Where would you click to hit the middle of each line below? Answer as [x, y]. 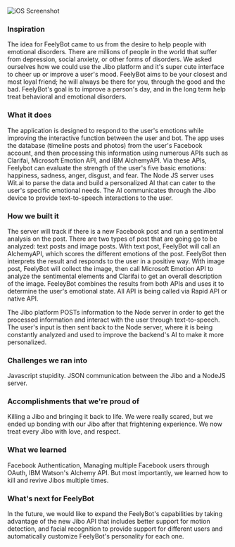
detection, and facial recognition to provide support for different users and [115, 529]
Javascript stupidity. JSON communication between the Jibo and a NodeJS [117, 376]
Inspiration [26, 29]
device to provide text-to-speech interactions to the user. [90, 198]
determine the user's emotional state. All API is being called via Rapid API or [117, 291]
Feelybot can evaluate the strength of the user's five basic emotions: [107, 168]
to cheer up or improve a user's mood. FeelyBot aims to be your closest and [117, 75]
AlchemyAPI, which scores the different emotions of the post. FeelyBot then [117, 253]
